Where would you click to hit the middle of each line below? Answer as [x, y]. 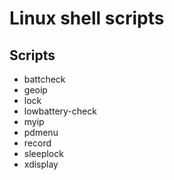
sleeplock [43, 153]
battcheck [44, 79]
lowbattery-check [60, 111]
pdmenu [41, 132]
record [37, 143]
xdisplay [41, 164]
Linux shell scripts [87, 18]
